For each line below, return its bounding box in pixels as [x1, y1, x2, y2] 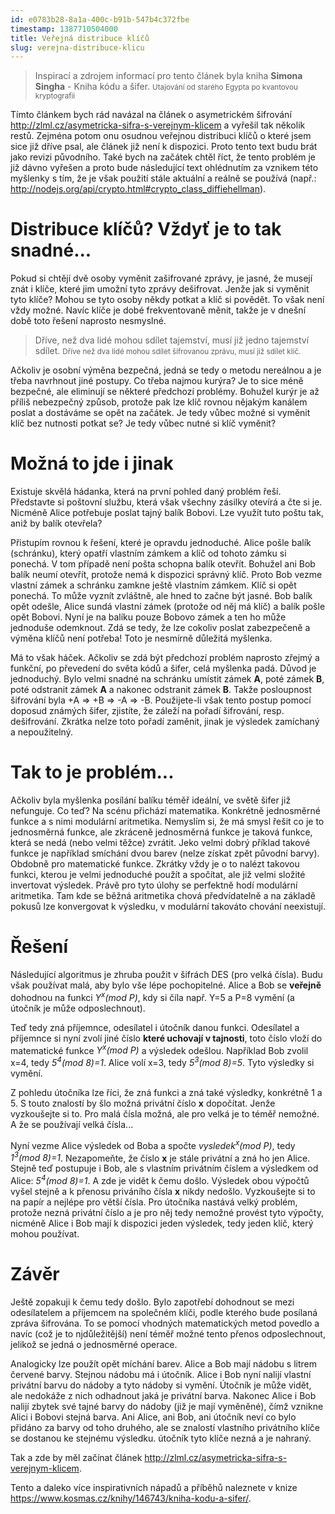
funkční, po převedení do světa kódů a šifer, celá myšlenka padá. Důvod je [10, 662, 317, 675]
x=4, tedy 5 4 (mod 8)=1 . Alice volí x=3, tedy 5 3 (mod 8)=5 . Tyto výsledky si [10, 1055, 315, 1068]
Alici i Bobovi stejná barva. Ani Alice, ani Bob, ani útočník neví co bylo [10, 1411, 297, 1423]
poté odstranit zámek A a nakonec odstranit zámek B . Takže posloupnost [10, 684, 312, 696]
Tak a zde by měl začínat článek [10, 1451, 143, 1463]
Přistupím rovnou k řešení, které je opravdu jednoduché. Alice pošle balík [10, 537, 312, 549]
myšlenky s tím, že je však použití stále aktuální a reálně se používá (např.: [10, 172, 317, 185]
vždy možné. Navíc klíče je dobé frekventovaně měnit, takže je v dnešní [10, 304, 307, 316]
